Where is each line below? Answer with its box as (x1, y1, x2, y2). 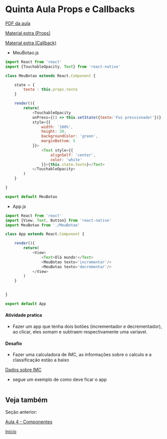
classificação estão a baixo (12, 357, 69, 363)
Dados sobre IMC (5, 367, 42, 373)
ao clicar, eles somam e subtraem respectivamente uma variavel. (12, 329, 148, 335)
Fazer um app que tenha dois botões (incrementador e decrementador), (12, 323, 162, 329)
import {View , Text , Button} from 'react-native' (5, 218, 112, 223)
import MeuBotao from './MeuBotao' (5, 222, 80, 228)
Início (5, 428, 17, 435)
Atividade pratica (5, 312, 42, 318)
